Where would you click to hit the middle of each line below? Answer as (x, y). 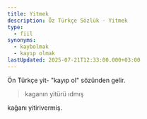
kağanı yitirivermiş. (35, 108)
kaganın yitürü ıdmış (54, 93)
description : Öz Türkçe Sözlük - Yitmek (68, 21)
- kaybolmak (31, 47)
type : (15, 27)
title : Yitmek (28, 14)
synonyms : (22, 40)
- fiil (23, 34)
